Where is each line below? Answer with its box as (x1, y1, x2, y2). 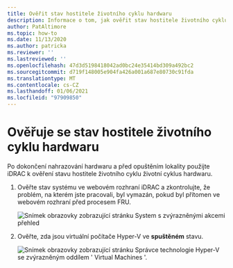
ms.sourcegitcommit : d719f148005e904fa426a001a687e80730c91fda (7, 68, 194, 75)
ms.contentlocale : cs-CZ (7, 81, 79, 88)
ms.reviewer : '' (7, 49, 54, 56)
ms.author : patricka (7, 42, 67, 49)
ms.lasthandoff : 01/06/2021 (7, 88, 89, 95)
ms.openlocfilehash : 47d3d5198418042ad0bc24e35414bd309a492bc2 (7, 62, 194, 69)
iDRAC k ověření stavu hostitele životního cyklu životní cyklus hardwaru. (7, 169, 213, 178)
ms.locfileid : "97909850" (7, 95, 82, 102)
